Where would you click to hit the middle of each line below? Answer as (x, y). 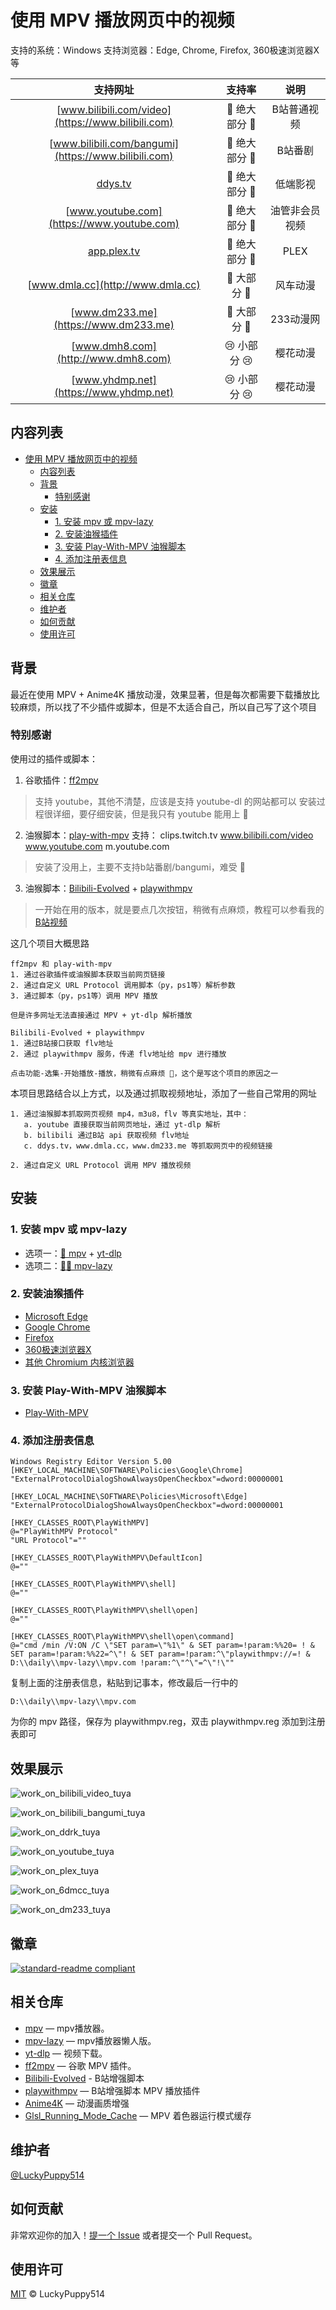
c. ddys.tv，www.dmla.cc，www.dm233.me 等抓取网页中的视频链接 (148, 1146)
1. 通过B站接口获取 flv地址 (62, 1043)
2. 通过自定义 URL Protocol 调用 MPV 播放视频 (101, 1165)
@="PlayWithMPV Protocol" (64, 1532)
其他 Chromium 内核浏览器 (79, 1362)
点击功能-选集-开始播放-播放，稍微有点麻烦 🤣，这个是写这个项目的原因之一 (144, 1073)
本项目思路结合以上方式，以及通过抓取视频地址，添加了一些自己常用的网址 (163, 1093)
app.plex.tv (114, 251)
